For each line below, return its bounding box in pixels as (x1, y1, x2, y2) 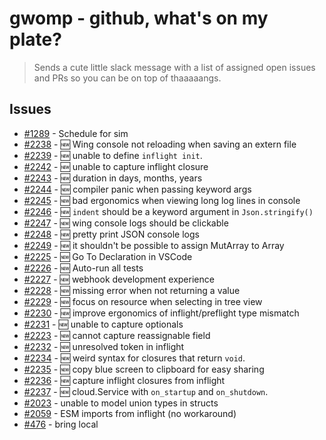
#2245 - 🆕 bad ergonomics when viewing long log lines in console (23, 194, 301, 206)
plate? (9, 28, 62, 51)
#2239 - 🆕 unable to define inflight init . (23, 149, 203, 161)
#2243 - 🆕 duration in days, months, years (23, 172, 203, 184)
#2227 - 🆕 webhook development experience (23, 273, 215, 285)
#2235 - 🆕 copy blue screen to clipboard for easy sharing (23, 363, 265, 375)
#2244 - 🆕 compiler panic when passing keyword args (23, 183, 252, 195)
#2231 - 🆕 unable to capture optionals (23, 318, 184, 330)
